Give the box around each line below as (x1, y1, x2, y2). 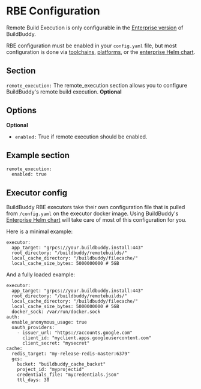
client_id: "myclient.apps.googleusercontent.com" (22, 335, 152, 341)
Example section (6, 150, 70, 160)
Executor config (6, 188, 68, 198)
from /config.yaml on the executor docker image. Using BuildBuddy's (6, 210, 179, 217)
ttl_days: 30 (17, 377, 50, 383)
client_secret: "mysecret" (22, 340, 90, 346)
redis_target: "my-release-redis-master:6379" (11, 351, 130, 357)
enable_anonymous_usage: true (11, 319, 87, 325)
